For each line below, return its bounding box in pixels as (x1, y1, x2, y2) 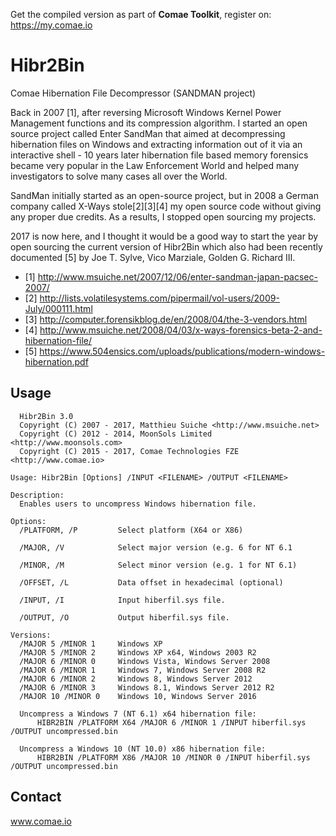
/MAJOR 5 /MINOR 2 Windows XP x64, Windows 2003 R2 (19, 647, 257, 658)
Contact (10, 789, 62, 806)
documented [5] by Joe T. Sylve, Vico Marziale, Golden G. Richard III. (10, 251, 296, 263)
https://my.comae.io (10, 19, 93, 31)
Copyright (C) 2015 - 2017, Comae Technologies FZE (19, 446, 240, 456)
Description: (10, 490, 65, 500)
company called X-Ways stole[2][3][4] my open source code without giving (10, 200, 322, 212)
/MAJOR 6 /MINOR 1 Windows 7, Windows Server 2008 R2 (19, 665, 267, 675)
